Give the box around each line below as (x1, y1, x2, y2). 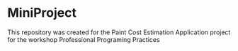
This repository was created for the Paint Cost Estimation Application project (7, 28, 231, 36)
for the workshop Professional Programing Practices (7, 35, 161, 43)
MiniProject (7, 5, 76, 21)
